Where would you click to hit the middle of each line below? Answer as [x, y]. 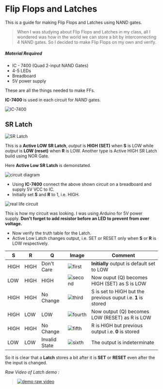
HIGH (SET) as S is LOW [119, 284]
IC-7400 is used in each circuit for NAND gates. [53, 100]
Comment [123, 255]
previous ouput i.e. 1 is [117, 297]
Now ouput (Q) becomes [120, 277]
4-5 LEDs [22, 70]
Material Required [24, 53]
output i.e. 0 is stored [115, 331]
